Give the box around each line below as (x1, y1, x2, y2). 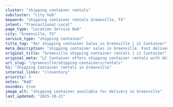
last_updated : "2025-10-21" (5, 94, 66, 99)
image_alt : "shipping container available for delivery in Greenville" (5, 88, 162, 94)
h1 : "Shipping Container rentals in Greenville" (5, 65, 112, 70)
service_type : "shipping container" (5, 37, 84, 42)
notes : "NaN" (5, 79, 33, 84)
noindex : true (5, 84, 36, 89)
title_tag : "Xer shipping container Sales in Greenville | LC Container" (5, 41, 167, 46)
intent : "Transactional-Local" (5, 22, 73, 27)
